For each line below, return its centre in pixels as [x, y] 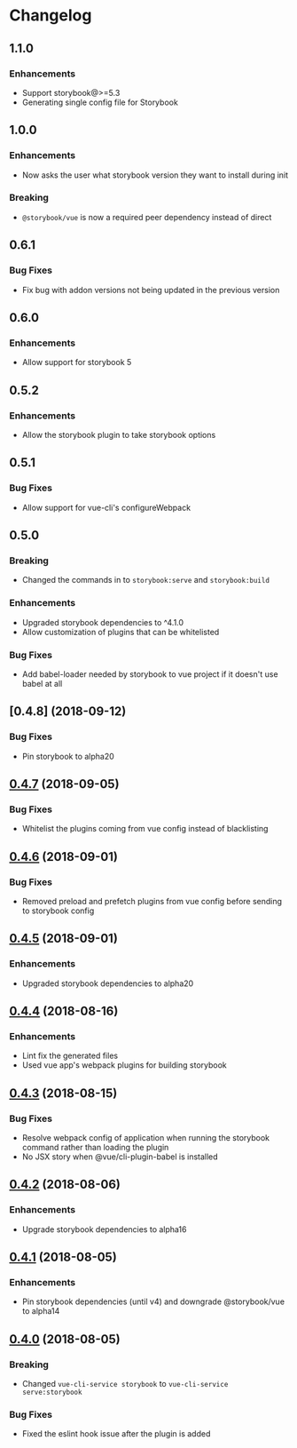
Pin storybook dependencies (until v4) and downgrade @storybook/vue [153, 1301]
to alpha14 [41, 1311]
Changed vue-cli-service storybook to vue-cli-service [125, 1384]
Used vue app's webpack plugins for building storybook [125, 1065]
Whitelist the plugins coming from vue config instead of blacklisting [145, 829]
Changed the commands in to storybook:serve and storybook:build [146, 580]
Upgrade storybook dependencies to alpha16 [104, 1229]
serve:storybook [52, 1392]
